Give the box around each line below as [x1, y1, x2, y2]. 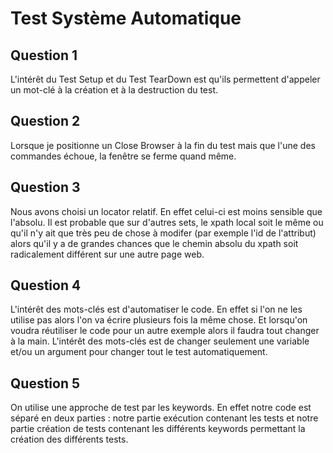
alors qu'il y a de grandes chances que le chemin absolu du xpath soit [10, 237, 299, 249]
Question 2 [10, 113, 81, 130]
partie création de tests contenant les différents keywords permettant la [10, 423, 306, 435]
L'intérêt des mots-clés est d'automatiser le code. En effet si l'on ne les [10, 303, 303, 316]
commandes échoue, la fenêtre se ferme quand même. [10, 150, 237, 162]
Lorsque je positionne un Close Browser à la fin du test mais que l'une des [10, 139, 316, 151]
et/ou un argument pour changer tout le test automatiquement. [10, 346, 268, 358]
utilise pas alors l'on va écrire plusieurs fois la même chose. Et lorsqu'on [10, 314, 308, 326]
